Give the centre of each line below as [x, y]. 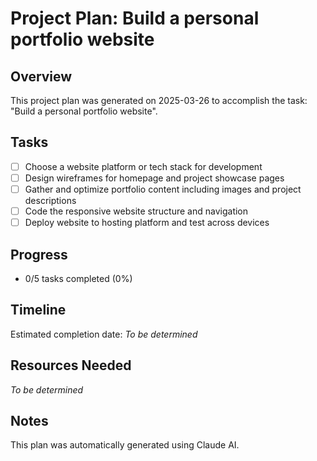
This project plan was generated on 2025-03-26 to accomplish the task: [159, 100]
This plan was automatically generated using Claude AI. [125, 445]
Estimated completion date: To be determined [104, 334]
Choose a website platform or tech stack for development [143, 166]
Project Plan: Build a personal [135, 18]
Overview [41, 76]
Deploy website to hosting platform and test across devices [147, 223]
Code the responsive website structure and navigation [136, 211]
